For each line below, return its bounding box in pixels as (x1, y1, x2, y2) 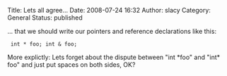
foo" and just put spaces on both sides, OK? (7, 61, 136, 69)
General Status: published (7, 13, 83, 22)
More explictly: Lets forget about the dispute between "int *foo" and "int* (7, 53, 221, 61)
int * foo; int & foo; (10, 41, 78, 48)
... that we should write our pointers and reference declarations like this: (7, 27, 217, 35)
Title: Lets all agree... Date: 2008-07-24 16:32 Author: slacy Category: (7, 6, 211, 14)
